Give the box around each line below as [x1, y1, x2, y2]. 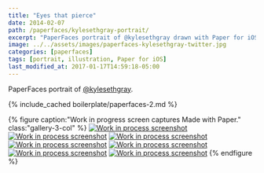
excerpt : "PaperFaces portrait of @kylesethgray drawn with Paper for [8, 33, 244, 42]
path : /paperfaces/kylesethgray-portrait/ [8, 26, 149, 34]
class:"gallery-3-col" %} [8, 123, 87, 132]
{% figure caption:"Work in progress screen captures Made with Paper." [8, 115, 241, 124]
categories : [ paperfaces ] [8, 48, 93, 56]
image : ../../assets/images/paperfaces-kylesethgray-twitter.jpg [8, 41, 226, 49]
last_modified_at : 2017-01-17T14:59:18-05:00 [8, 63, 159, 71]
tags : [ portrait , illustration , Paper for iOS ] [8, 56, 167, 64]
